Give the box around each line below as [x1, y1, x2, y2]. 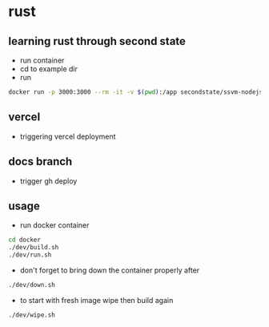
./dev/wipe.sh [8, 311, 56, 319]
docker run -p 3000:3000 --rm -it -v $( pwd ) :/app [8, 88, 178, 96]
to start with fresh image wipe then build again [19, 295, 174, 305]
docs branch [8, 155, 73, 168]
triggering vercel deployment [19, 131, 116, 141]
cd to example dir [19, 64, 78, 74]
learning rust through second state [8, 34, 187, 48]
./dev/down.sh [8, 281, 56, 289]
